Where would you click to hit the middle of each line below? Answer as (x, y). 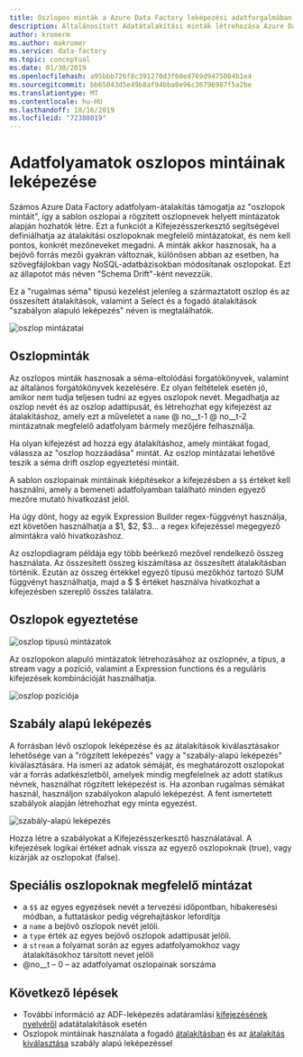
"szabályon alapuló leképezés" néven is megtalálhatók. (112, 311)
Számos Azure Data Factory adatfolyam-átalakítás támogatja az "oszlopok (147, 207)
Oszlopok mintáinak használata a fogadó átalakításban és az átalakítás (154, 1034)
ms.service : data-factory (58, 51)
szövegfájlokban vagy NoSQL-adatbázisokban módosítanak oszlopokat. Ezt (150, 264)
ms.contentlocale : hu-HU (56, 101)
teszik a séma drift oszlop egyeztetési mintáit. (94, 462)
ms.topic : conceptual (50, 59)
